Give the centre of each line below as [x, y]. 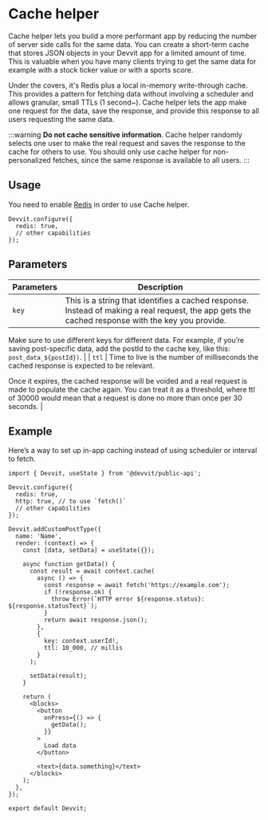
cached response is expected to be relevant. [81, 365]
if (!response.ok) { [78, 592]
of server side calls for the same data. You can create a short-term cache [129, 44]
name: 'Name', [39, 536]
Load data [60, 746]
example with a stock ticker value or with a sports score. [101, 69]
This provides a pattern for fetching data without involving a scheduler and [131, 93]
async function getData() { [69, 564]
